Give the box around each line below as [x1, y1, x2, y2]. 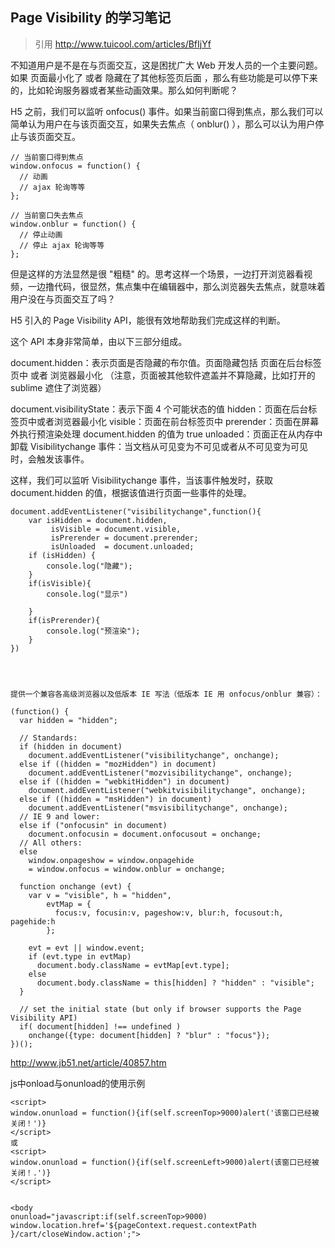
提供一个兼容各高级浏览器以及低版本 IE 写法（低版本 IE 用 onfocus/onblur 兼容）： [10, 689, 323, 699]
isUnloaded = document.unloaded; [50, 541, 195, 552]
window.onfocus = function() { [10, 161, 141, 171]
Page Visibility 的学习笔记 [10, 9, 172, 27]
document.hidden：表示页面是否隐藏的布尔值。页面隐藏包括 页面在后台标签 [10, 356, 322, 368]
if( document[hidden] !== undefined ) [19, 1021, 182, 1032]
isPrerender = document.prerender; [50, 533, 199, 543]
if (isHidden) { [28, 550, 97, 560]
